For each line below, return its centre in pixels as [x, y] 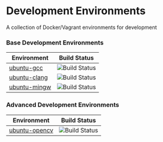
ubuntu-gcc [26, 68]
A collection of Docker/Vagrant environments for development [82, 27]
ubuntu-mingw [30, 87]
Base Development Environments [55, 43]
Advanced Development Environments [63, 105]
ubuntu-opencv [31, 130]
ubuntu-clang [29, 78]
